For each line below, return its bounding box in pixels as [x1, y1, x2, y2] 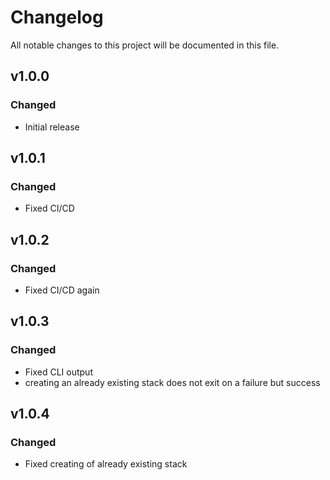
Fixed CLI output [24, 366, 93, 378]
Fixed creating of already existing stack [24, 458, 188, 470]
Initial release [24, 121, 80, 133]
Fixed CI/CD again [24, 284, 100, 296]
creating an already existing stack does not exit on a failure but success [24, 376, 321, 388]
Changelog [10, 6, 104, 29]
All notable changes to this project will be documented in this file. [10, 39, 280, 51]
